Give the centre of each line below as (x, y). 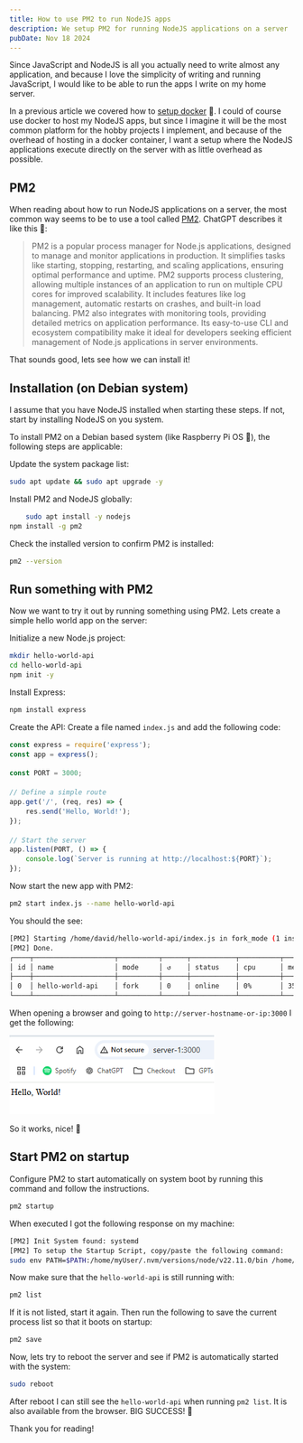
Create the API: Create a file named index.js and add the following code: (145, 726)
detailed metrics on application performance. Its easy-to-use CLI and (160, 323)
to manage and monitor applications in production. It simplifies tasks (158, 256)
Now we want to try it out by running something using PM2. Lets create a (145, 611)
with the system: (40, 1367)
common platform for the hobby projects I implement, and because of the (146, 130)
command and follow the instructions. (79, 1188)
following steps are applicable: (66, 446)
